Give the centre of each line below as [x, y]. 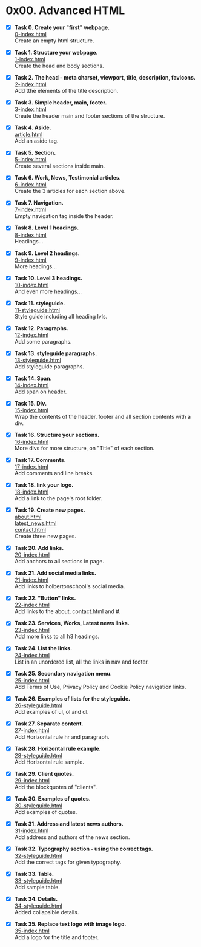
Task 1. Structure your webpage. [56, 53]
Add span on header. [41, 392]
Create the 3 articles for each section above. [70, 191]
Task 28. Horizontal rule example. [58, 748]
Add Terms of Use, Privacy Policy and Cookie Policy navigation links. [100, 687]
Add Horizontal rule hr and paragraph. [62, 737]
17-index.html [31, 467]
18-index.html [31, 492]
